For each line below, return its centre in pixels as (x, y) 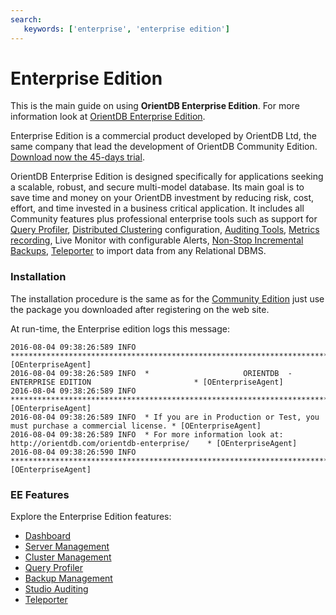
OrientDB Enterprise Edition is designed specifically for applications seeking (167, 177)
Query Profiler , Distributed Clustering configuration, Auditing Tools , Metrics (165, 230)
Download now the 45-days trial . (77, 157)
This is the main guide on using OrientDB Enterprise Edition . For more (155, 106)
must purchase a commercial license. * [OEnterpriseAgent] (136, 426)
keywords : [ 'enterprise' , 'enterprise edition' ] (126, 29)
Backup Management (68, 578)
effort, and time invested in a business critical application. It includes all (157, 208)
